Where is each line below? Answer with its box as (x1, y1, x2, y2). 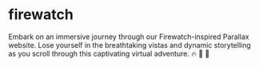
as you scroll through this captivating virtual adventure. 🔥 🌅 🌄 (8, 49, 210, 58)
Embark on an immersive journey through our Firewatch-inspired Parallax (8, 32, 249, 41)
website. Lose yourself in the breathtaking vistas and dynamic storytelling (8, 40, 252, 49)
